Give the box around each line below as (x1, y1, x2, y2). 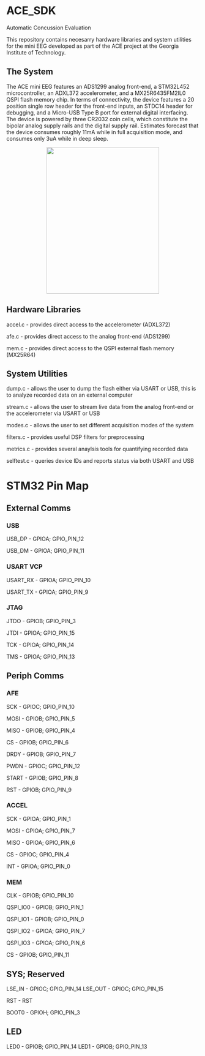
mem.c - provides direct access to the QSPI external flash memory (6, 344, 174, 352)
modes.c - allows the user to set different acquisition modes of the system (6, 422, 194, 429)
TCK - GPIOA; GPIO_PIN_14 (6, 641, 75, 648)
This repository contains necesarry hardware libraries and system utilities (6, 36, 192, 43)
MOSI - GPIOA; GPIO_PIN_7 (6, 827, 75, 834)
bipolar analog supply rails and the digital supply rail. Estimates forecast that (6, 122, 199, 129)
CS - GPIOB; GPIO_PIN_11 (6, 951, 70, 959)
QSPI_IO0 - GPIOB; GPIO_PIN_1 (6, 904, 84, 911)
